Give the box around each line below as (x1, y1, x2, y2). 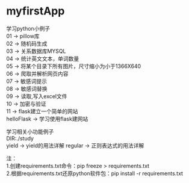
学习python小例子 (6, 25, 50, 32)
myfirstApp (6, 4, 65, 18)
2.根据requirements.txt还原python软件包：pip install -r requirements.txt (6, 170, 184, 177)
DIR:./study (6, 134, 34, 142)
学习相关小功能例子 (6, 128, 54, 135)
